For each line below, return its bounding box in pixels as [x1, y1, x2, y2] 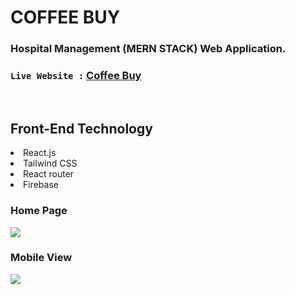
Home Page [10, 204, 68, 218]
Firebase [23, 179, 59, 191]
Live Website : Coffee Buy [10, 69, 142, 83]
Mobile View [10, 251, 73, 265]
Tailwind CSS [23, 157, 78, 170]
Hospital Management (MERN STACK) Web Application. [10, 42, 287, 56]
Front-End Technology [10, 120, 153, 137]
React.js [23, 147, 57, 159]
